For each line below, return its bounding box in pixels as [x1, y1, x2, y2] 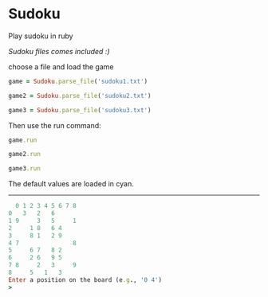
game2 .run [8, 150, 41, 158]
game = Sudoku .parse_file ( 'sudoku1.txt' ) [8, 77, 148, 85]
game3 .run [8, 165, 41, 173]
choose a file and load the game [8, 61, 114, 72]
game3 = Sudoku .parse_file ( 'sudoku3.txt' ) [8, 106, 152, 114]
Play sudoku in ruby [8, 31, 73, 41]
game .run [8, 136, 37, 144]
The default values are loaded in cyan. [8, 179, 134, 189]
